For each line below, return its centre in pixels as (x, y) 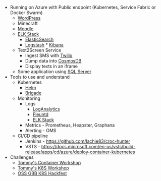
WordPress (29, 18)
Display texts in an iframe (51, 66)
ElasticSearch (39, 39)
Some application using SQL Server (55, 72)
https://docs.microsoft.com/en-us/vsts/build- (88, 146)
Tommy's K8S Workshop (43, 168)
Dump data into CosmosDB (53, 61)
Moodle (25, 29)
